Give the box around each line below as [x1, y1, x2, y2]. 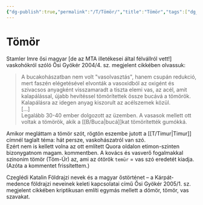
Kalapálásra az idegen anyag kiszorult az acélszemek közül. [21, 99, 171, 106]
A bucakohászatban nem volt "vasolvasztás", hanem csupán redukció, [21, 73, 197, 80]
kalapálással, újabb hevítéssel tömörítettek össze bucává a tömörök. [21, 92, 192, 100]
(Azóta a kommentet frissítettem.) [6, 161, 90, 169]
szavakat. [6, 193, 30, 200]
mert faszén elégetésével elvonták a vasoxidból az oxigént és [21, 79, 175, 86]
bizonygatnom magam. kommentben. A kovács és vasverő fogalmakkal [6, 149, 184, 156]
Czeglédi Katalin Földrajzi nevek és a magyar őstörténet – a [6, 174, 154, 181]
